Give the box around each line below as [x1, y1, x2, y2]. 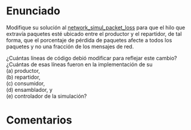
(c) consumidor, [6, 79, 45, 87]
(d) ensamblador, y [6, 86, 53, 93]
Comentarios [6, 113, 73, 127]
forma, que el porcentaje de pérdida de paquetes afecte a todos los [6, 36, 172, 44]
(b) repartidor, [6, 73, 41, 81]
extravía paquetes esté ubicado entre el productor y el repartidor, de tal [6, 30, 182, 37]
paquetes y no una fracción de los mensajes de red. [6, 43, 134, 50]
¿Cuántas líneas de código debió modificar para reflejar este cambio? [6, 54, 177, 61]
